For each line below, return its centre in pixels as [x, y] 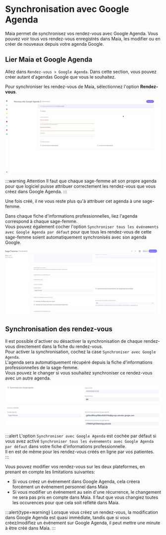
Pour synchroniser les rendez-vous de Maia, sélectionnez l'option [72, 86]
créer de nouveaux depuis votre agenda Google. [55, 44]
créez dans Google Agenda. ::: [36, 192]
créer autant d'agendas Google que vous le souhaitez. [60, 77]
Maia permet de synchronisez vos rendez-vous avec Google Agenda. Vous [82, 33]
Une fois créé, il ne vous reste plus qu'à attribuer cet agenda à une [73, 201]
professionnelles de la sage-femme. [42, 367]
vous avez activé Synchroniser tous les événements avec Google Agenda [80, 441]
